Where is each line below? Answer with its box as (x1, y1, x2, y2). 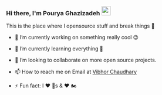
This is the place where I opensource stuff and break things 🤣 (6, 22, 155, 29)
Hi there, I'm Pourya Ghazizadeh (6, 9, 100, 17)
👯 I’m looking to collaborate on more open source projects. (14, 56, 157, 64)
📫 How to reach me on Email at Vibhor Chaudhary (14, 68, 137, 76)
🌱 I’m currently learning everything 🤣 (14, 45, 104, 52)
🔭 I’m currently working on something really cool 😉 (14, 34, 139, 41)
